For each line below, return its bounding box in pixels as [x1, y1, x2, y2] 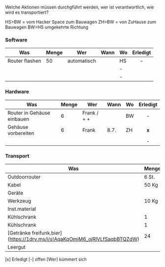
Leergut [7, 243, 26, 250]
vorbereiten [7, 130, 34, 136]
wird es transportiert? [5, 9, 49, 15]
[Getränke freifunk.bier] [7, 229, 62, 236]
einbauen [7, 115, 29, 122]
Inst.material [7, 205, 36, 212]
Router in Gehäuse [7, 109, 51, 116]
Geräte [7, 189, 24, 196]
